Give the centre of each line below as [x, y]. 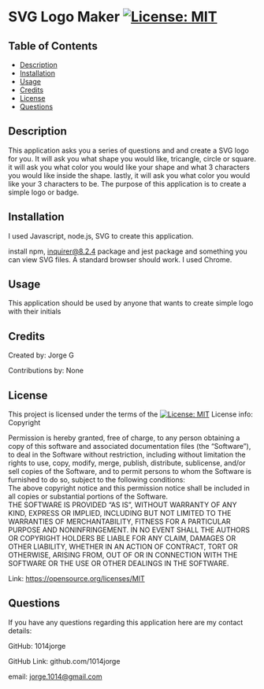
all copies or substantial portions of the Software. [88, 497]
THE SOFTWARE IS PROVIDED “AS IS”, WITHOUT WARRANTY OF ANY [123, 505]
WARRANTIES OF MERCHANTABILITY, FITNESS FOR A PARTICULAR [119, 522]
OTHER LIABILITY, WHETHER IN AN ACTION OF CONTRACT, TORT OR [123, 546]
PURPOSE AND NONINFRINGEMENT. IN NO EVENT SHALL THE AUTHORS [129, 530]
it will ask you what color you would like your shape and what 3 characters [129, 167]
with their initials [35, 312]
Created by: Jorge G [41, 355]
